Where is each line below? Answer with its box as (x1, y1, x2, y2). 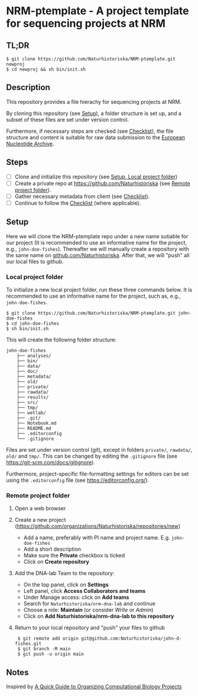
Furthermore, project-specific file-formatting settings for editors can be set (6, 470, 189, 477)
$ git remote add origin (17, 636, 79, 641)
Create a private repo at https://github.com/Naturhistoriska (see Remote (14, 180, 190, 187)
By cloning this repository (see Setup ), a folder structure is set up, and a (6, 110, 182, 117)
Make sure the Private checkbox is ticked (23, 552, 125, 559)
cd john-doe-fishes (11, 320, 60, 327)
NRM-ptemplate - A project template (6, 4, 189, 18)
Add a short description (23, 545, 82, 553)
